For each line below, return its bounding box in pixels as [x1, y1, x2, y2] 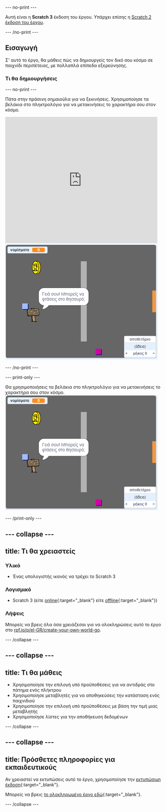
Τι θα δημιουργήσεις [5, 75, 58, 82]
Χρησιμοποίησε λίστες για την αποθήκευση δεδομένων [12, 713, 128, 719]
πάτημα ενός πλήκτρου [12, 687, 62, 693]
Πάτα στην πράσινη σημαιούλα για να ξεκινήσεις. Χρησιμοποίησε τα [5, 96, 149, 102]
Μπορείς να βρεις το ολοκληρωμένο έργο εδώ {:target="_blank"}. [5, 791, 142, 797]
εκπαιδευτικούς [5, 763, 57, 772]
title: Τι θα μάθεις [5, 668, 62, 677]
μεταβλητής [12, 708, 38, 714]
